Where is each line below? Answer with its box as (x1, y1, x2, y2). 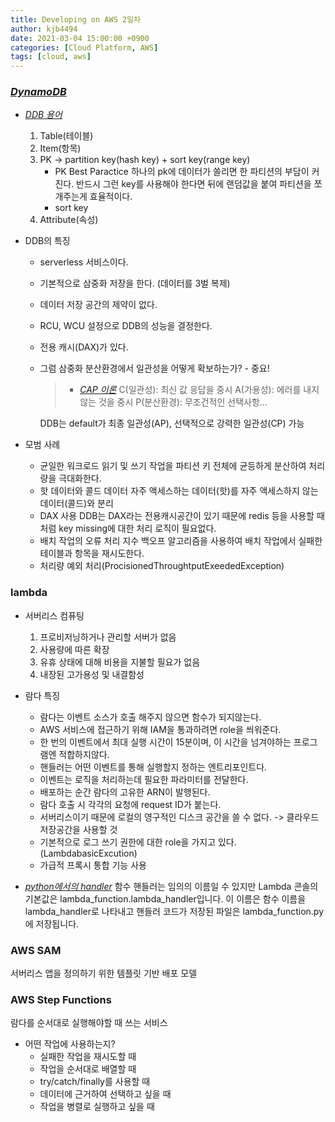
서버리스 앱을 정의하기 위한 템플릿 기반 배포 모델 (10, 967, 198, 980)
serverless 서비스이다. (39, 256, 129, 268)
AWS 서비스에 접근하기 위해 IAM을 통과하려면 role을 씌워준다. (39, 723, 282, 735)
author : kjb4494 (10, 24, 78, 34)
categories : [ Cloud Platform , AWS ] (10, 42, 159, 53)
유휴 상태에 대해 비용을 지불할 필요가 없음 (39, 656, 201, 668)
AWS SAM (10, 943, 62, 957)
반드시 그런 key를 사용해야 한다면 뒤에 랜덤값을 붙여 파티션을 (76, 178, 312, 190)
